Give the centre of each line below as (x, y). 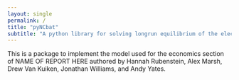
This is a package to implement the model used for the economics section (116, 54)
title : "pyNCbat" (33, 27)
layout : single (30, 14)
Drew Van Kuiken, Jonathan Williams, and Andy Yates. (86, 69)
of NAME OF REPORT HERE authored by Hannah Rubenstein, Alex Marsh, (115, 62)
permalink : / (27, 21)
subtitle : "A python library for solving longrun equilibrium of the (113, 34)
